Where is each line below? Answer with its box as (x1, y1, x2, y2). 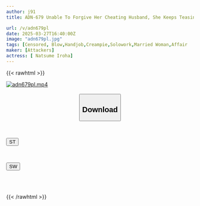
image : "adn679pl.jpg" (6, 36, 62, 42)
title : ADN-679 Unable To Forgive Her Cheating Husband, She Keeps (6, 14, 177, 20)
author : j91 (6, 8, 36, 15)
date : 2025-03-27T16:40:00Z (6, 30, 76, 36)
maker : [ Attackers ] (6, 47, 55, 54)
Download (82, 105, 118, 114)
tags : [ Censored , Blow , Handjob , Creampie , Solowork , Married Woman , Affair (6, 42, 187, 48)
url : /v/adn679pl (6, 25, 49, 31)
